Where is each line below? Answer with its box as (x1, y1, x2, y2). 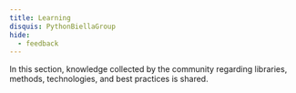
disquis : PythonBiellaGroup (9, 22, 117, 31)
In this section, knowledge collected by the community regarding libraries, (9, 64, 288, 75)
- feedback (17, 38, 59, 48)
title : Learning (9, 13, 71, 23)
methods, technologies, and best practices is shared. (9, 74, 209, 85)
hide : (9, 30, 30, 39)
